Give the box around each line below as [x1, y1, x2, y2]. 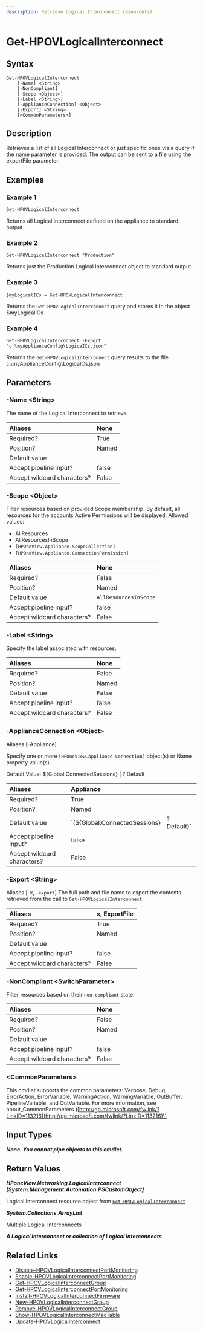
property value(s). [6, 758, 51, 766]
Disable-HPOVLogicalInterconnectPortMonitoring [14, 1266, 138, 1274]
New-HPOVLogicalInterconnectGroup [14, 1298, 109, 1306]
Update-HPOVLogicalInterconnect [14, 1318, 101, 1325]
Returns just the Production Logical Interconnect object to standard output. [6, 263, 193, 270]
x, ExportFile [96, 910, 134, 918]
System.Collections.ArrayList [6, 1209, 83, 1217]
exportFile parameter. [6, 157, 60, 164]
